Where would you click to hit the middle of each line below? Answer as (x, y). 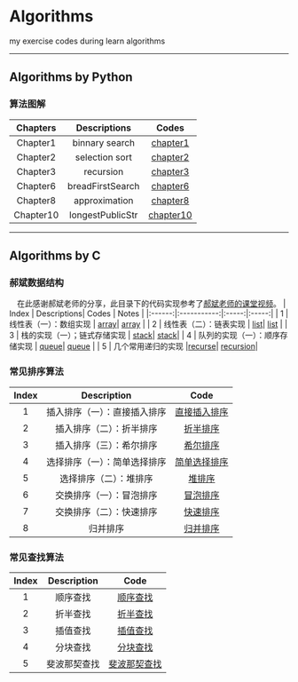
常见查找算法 (37, 557)
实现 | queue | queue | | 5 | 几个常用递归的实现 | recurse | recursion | (137, 346)
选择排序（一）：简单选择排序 (106, 462)
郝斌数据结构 (37, 282)
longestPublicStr (104, 215)
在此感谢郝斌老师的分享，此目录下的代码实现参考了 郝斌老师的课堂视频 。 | (152, 304)
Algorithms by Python (71, 77)
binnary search (104, 142)
